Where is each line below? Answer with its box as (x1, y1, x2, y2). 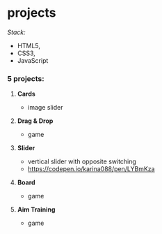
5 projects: (7, 73, 44, 83)
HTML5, (17, 41, 40, 50)
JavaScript (17, 56, 49, 64)
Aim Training (17, 205, 56, 214)
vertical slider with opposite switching (27, 157, 137, 166)
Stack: (7, 28, 26, 36)
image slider (27, 103, 63, 112)
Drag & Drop (17, 117, 54, 125)
